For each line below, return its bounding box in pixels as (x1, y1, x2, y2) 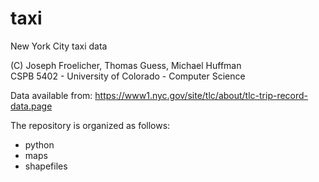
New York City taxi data (10, 40, 108, 52)
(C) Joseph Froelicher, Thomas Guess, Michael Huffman (10, 59, 242, 71)
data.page (10, 100, 53, 112)
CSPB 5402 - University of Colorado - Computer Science (10, 70, 246, 82)
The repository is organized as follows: (10, 119, 171, 131)
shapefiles (24, 160, 68, 172)
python (24, 138, 55, 151)
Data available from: (10, 89, 93, 101)
